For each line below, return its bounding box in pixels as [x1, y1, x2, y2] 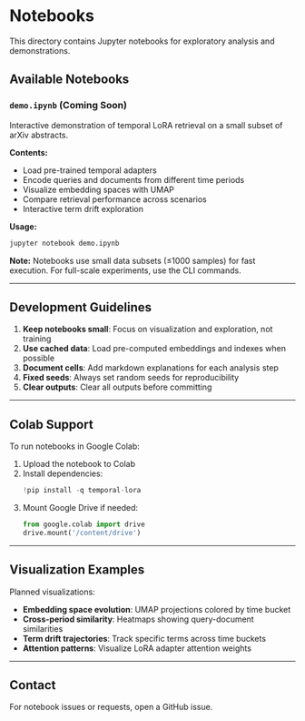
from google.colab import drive [22, 520, 145, 529]
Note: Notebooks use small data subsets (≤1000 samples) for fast [9, 255, 256, 266]
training [22, 333, 52, 344]
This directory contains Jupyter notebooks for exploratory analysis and [9, 36, 275, 46]
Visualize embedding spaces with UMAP [22, 184, 175, 195]
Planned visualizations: [9, 586, 95, 597]
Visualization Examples [9, 562, 145, 578]
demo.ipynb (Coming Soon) [9, 99, 127, 112]
